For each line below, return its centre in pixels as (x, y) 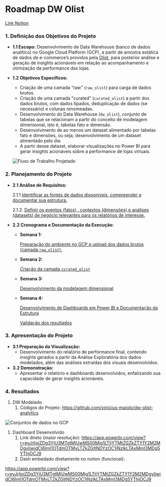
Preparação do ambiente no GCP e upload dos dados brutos (82, 244)
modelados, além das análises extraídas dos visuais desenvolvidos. (89, 362)
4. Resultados (22, 391)
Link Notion (17, 23)
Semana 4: (31, 298)
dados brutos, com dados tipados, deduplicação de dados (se (84, 104)
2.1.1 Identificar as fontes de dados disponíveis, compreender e (77, 195)
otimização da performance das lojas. (51, 68)
